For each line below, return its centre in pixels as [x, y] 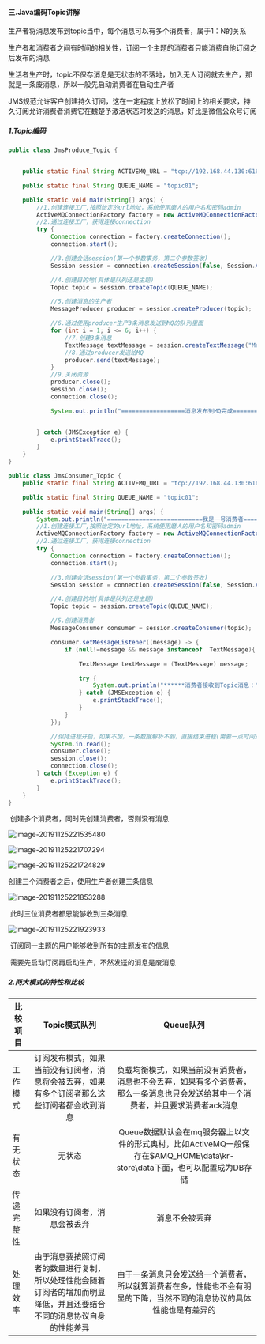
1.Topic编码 [27, 130]
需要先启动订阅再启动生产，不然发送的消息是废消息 [93, 963]
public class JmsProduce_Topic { [63, 150]
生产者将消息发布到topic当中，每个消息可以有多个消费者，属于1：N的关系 [127, 31]
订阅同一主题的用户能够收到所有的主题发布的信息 [90, 946]
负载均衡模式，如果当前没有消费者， [184, 1070]
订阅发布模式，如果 [70, 1058]
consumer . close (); [80, 751]
